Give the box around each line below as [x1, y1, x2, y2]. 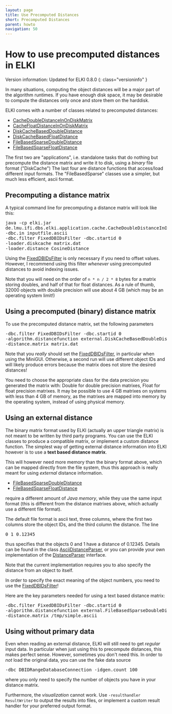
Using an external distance [5, 414, 93, 422]
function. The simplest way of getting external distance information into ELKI [5, 443, 167, 450]
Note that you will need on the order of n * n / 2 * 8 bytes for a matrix [5, 276, 156, 282]
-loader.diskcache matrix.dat [5, 240, 81, 246]
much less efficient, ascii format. [5, 176, 74, 182]
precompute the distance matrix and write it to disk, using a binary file [5, 160, 154, 166]
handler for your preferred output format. [5, 703, 92, 709]
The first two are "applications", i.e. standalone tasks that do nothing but [5, 154, 158, 160]
